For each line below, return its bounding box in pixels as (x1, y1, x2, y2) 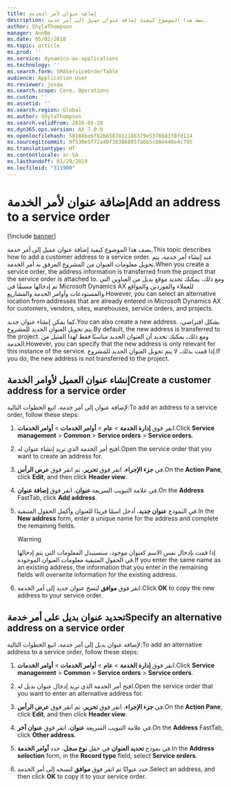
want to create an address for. (17, 452, 103, 461)
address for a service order (7, 385, 126, 396)
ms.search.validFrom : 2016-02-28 (7, 119, 103, 127)
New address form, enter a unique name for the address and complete (17, 515, 219, 523)
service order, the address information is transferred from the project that (7, 267, 216, 275)
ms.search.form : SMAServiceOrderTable (7, 68, 119, 75)
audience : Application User (7, 74, 88, 82)
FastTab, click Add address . (17, 494, 98, 502)
